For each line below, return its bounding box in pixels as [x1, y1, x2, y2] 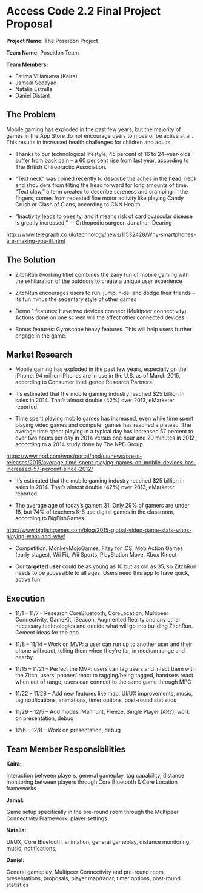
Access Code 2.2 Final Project [6, 4, 161, 18]
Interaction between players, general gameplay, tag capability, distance [6, 772, 185, 779]
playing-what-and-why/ [6, 533, 65, 540]
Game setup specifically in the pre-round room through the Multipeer [6, 809, 179, 815]
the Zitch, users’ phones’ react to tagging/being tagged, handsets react [15, 672, 194, 679]
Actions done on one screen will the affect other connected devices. [15, 314, 186, 321]
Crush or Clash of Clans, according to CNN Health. [15, 200, 142, 208]
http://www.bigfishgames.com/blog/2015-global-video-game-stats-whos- [6, 526, 192, 534]
